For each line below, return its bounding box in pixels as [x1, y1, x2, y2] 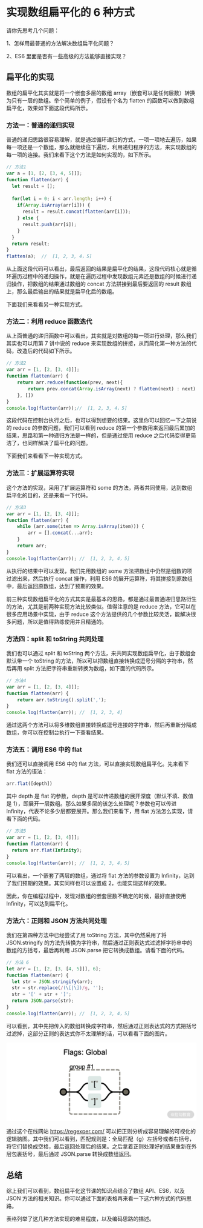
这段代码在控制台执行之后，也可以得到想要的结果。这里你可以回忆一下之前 [6, 416, 192, 424]
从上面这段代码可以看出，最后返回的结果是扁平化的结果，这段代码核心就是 [6, 265, 192, 273]
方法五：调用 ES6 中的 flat [6, 746, 83, 754]
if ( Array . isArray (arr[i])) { [17, 202, 91, 209]
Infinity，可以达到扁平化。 [6, 899, 71, 907]
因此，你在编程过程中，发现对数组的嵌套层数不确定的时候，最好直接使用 [6, 892, 186, 899]
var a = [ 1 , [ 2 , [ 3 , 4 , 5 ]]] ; [6, 170, 83, 176]
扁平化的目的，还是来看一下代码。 [6, 492, 91, 499]
